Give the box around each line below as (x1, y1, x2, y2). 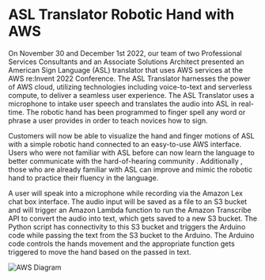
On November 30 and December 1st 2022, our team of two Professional (8, 48, 243, 58)
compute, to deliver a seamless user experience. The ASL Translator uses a (8, 90, 255, 100)
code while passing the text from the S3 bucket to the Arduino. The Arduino (8, 230, 255, 240)
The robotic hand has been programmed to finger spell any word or (26, 107, 246, 116)
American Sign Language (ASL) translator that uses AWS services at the (8, 65, 244, 74)
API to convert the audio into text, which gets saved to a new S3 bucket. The (8, 214, 258, 223)
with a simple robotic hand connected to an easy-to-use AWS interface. (8, 139, 242, 149)
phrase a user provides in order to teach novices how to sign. (8, 115, 208, 125)
